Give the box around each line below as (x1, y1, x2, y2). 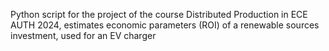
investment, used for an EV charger (10, 30, 157, 41)
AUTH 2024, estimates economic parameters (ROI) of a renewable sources (10, 19, 320, 31)
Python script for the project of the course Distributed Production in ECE (10, 9, 308, 20)
